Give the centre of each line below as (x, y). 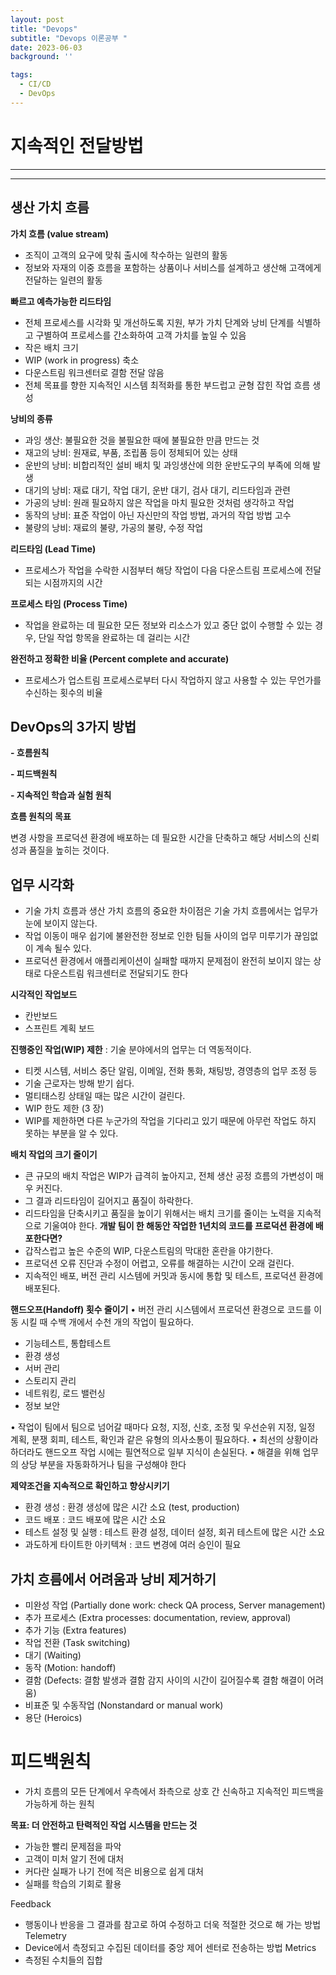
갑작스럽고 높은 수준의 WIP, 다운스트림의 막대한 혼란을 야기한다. (149, 1251)
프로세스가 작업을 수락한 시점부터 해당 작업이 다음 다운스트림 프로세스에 (163, 570)
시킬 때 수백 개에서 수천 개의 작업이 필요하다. (107, 1322)
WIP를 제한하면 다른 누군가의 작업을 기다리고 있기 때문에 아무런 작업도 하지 (170, 1121)
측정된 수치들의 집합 (63, 1960)
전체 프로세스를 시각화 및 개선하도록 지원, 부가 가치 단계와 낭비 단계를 (159, 322)
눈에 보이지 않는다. (61, 923)
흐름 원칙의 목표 (41, 817)
